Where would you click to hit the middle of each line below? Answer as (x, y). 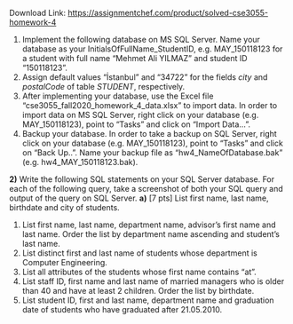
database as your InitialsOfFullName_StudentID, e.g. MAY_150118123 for (152, 49)
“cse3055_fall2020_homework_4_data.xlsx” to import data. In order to (150, 105)
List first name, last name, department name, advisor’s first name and (149, 225)
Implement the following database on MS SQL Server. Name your (141, 40)
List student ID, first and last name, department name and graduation (148, 300)
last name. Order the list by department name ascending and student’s (150, 234)
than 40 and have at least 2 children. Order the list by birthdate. (138, 291)
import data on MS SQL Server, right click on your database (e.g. (140, 115)
